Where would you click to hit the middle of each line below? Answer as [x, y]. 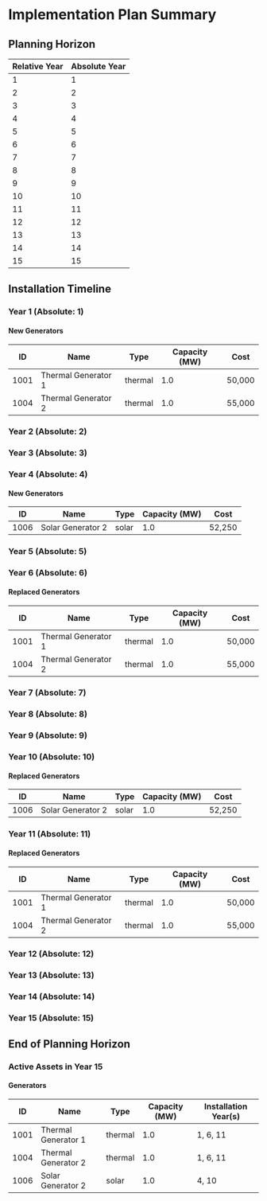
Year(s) [226, 1116]
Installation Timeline [60, 289]
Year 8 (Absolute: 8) [48, 714]
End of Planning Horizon [70, 1044]
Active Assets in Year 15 [56, 1066]
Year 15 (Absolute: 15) [51, 1018]
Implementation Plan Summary [112, 15]
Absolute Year [99, 66]
